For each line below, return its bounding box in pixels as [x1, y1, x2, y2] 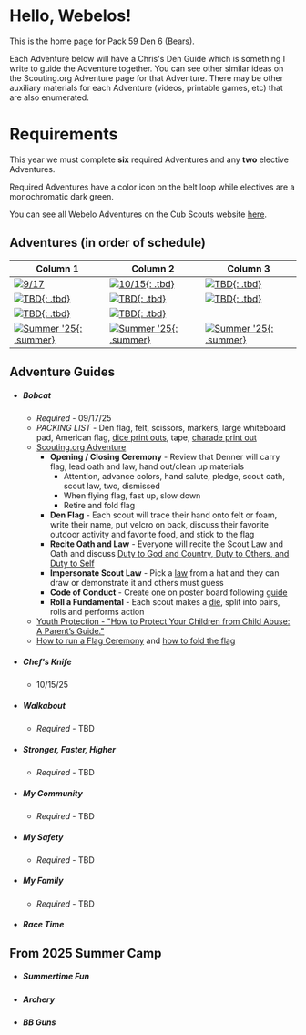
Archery [22, 994, 56, 1005]
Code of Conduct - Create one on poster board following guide [49, 587, 288, 598]
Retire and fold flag [63, 500, 135, 511]
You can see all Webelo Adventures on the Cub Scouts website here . [9, 209, 267, 220]
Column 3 [227, 261, 270, 274]
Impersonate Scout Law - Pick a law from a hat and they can [49, 568, 280, 579]
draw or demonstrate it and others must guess [49, 578, 225, 589]
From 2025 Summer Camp [9, 945, 162, 961]
